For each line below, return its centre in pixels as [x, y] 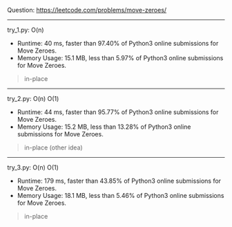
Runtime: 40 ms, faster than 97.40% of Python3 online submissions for [118, 43]
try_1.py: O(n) [26, 30]
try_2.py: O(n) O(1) [33, 99]
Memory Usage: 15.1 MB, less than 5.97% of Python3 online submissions [120, 58]
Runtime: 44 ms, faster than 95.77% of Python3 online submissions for [118, 112]
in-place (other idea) [53, 147]
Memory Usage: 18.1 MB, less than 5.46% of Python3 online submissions [120, 196]
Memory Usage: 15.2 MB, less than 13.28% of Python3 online [104, 127]
